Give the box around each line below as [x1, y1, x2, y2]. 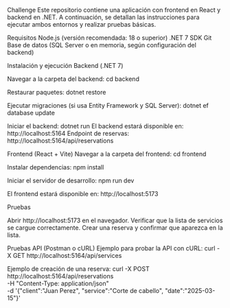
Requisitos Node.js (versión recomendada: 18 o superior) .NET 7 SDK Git [7, 34, 212, 42]
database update [7, 109, 55, 117]
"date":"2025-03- [164, 287, 216, 294]
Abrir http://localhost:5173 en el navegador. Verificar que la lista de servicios [7, 216, 223, 224]
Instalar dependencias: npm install [7, 163, 104, 171]
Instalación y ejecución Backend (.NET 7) [7, 62, 124, 69]
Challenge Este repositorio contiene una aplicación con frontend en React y [7, 6, 221, 14]
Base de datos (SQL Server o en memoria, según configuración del [7, 41, 197, 49]
